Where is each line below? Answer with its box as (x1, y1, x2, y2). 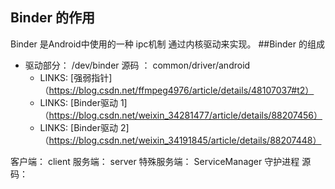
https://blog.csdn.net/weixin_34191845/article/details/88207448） (48, 134, 322, 146)
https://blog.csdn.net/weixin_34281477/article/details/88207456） (48, 109, 323, 121)
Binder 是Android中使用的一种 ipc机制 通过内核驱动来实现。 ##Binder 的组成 (10, 38, 325, 50)
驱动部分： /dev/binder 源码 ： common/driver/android (24, 59, 251, 71)
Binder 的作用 (10, 9, 95, 27)
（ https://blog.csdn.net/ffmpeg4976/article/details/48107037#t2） (39, 84, 315, 96)
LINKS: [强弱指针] (39, 71, 113, 83)
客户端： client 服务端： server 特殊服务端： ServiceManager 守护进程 (10, 155, 300, 167)
